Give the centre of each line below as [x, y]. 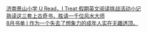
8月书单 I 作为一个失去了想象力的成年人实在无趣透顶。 [72, 23]
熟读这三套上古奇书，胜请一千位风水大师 [55, 16]
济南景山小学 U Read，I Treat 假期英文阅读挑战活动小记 [73, 8]
